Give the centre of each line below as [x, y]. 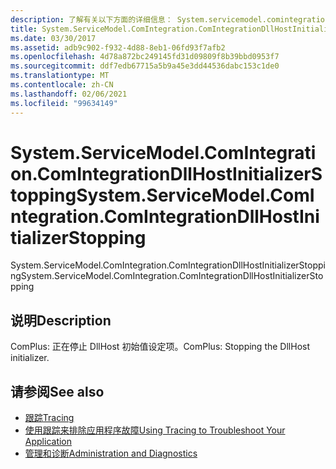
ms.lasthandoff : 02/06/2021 [69, 94]
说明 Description [61, 320]
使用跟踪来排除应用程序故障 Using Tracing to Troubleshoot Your [155, 430]
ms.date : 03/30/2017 [53, 38]
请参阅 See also [57, 391]
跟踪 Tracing [49, 418]
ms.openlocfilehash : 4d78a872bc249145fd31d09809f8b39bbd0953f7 [145, 57]
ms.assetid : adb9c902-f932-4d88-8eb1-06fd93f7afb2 [118, 47]
